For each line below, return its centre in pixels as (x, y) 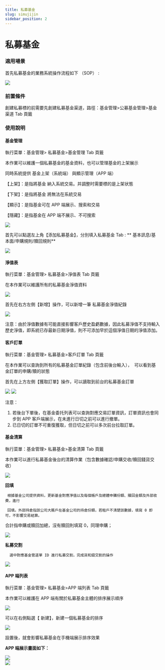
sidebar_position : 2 (26, 19)
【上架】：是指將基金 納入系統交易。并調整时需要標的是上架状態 (69, 184)
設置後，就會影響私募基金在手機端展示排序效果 (52, 638)
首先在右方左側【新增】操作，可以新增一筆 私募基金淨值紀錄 (66, 304)
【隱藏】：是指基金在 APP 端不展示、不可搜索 (50, 215)
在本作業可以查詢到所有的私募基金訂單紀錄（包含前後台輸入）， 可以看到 (78, 365)
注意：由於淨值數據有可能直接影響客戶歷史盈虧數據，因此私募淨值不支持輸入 (82, 324)
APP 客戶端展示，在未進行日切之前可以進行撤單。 (72, 418)
